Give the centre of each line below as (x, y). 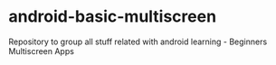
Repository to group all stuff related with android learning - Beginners (138, 42)
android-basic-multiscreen (113, 17)
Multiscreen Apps (41, 51)
